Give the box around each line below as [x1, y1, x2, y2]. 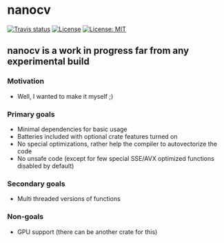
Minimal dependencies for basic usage [17, 125, 128, 133]
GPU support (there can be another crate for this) [17, 227, 158, 236]
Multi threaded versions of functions [17, 195, 121, 203]
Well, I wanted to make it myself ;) [17, 92, 114, 100]
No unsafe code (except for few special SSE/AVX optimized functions [17, 154, 215, 162]
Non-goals [7, 212, 43, 222]
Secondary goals [7, 179, 65, 188]
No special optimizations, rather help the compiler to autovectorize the [17, 139, 218, 148]
